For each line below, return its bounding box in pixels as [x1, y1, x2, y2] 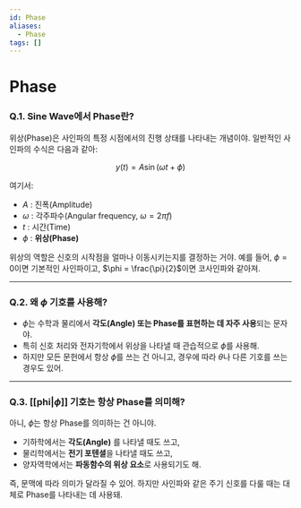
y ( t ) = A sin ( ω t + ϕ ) [115, 161, 186, 172]
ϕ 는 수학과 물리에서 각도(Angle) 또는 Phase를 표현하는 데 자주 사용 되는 [21, 318, 271, 329]
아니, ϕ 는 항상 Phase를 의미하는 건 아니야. [9, 418, 157, 428]
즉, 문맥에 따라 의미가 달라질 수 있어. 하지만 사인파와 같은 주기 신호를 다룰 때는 [9, 478, 281, 489]
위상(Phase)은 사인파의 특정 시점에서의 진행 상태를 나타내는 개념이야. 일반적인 [9, 132, 282, 143]
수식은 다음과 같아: [32, 143, 99, 154]
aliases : [9, 22, 42, 30]
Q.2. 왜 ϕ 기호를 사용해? [9, 296, 108, 308]
